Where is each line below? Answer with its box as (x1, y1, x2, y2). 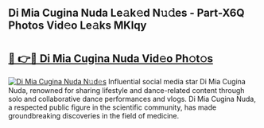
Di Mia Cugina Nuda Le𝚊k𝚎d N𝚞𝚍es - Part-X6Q (8, 6, 245, 20)
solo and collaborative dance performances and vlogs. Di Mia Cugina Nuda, (8, 95, 256, 103)
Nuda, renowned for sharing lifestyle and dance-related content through (8, 86, 245, 95)
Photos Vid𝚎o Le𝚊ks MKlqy (8, 19, 147, 33)
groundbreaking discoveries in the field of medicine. (8, 111, 180, 120)
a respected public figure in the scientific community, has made (8, 103, 217, 112)
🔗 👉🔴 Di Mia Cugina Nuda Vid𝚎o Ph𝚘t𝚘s (8, 52, 213, 65)
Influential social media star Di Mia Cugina (108, 77, 247, 86)
